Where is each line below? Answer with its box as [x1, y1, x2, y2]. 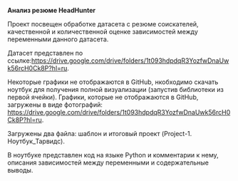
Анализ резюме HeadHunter [7, 6, 96, 14]
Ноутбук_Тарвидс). [7, 137, 66, 145]
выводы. [7, 166, 33, 174]
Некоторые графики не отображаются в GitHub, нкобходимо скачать [7, 78, 219, 86]
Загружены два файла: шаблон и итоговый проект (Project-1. [7, 130, 192, 138]
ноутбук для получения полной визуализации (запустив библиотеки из [7, 86, 224, 93]
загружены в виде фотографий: [7, 100, 103, 109]
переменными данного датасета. [7, 35, 109, 43]
